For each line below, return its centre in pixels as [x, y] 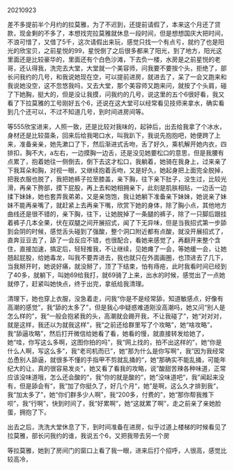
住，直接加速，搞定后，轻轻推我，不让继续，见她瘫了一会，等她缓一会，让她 [117, 249]
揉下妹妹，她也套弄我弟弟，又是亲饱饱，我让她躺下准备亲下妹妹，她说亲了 [114, 196]
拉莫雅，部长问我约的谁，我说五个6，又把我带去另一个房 [88, 435]
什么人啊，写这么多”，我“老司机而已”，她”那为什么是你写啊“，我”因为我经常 [116, 351]
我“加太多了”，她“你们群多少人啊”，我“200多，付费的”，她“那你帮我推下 [111, 395]
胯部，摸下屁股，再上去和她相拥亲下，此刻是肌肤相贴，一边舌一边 [132, 188]
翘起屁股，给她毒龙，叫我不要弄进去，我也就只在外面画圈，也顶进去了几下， [117, 257]
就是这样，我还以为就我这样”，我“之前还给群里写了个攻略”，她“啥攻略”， [111, 325]
